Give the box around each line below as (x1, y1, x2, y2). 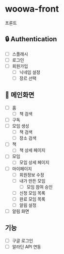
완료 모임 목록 (19, 196, 46, 202)
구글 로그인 (12, 237, 33, 243)
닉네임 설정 (19, 69, 40, 75)
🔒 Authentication (5, 35, 57, 43)
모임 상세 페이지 (19, 159, 49, 166)
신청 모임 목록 (19, 190, 46, 196)
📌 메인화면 (5, 91, 35, 99)
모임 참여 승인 (26, 184, 53, 190)
